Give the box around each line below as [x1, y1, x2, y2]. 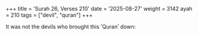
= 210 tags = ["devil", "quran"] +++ [5, 11, 93, 19]
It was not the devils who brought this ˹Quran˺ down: [5, 23, 136, 30]
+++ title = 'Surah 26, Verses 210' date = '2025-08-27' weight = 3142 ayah [5, 5, 193, 12]
